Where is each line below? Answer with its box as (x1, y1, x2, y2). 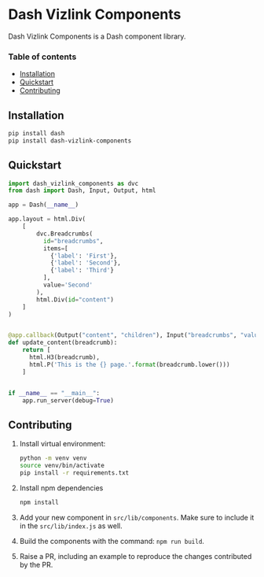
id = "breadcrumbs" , (42, 237, 104, 245)
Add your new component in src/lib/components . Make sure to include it (19, 512, 255, 522)
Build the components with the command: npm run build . (19, 536, 204, 546)
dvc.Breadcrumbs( (36, 230, 93, 238)
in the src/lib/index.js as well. (19, 521, 123, 531)
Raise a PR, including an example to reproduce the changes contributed (19, 551, 252, 560)
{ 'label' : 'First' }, (49, 252, 118, 260)
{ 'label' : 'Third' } (49, 266, 114, 275)
